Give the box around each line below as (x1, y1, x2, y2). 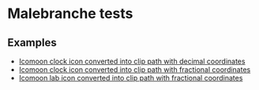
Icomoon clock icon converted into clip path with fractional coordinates (18, 65, 251, 74)
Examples (7, 36, 57, 49)
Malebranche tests (7, 5, 133, 23)
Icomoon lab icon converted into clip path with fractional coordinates (18, 74, 243, 82)
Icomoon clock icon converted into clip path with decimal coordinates (18, 56, 246, 66)
